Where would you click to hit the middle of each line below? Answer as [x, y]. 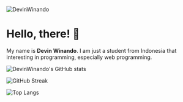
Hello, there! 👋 [43, 34]
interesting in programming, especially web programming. [79, 57]
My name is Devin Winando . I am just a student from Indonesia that [91, 50]
